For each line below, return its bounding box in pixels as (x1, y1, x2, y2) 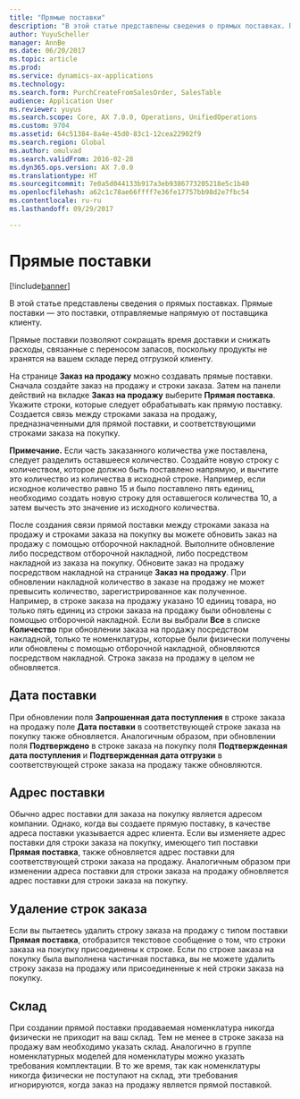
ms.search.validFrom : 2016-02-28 (9, 154, 134, 164)
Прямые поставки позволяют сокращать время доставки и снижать (9, 334, 271, 345)
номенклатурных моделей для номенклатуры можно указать (9, 1051, 246, 1061)
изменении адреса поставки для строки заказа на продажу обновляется (9, 865, 288, 877)
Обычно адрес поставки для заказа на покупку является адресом (9, 809, 262, 820)
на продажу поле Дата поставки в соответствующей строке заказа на (9, 721, 281, 732)
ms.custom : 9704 (9, 122, 70, 131)
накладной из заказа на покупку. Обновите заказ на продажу (9, 557, 245, 568)
